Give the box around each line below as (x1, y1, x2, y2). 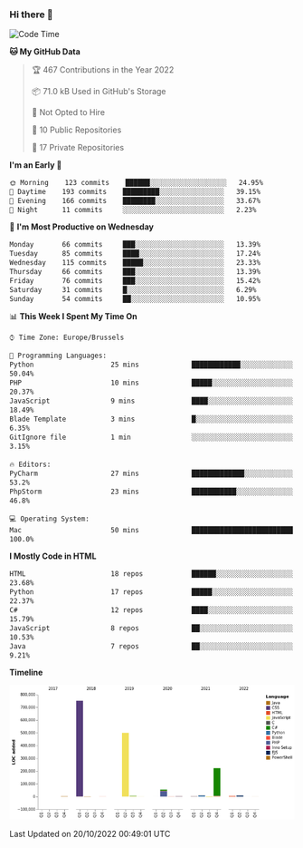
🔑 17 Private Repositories (31, 142, 125, 153)
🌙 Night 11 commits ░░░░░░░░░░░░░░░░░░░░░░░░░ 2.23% (9, 206, 257, 215)
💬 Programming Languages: (9, 351, 107, 361)
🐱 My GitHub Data (9, 46, 81, 57)
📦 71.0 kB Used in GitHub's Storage (31, 86, 166, 97)
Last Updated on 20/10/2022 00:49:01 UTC (9, 829, 171, 840)
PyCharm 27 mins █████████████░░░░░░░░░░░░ (9, 469, 294, 479)
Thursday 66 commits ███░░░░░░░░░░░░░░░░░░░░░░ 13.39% (9, 268, 260, 277)
